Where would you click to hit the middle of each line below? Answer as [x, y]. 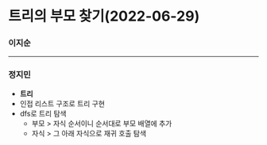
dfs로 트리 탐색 [43, 113]
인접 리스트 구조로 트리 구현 [62, 103]
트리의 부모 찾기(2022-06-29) [104, 16]
